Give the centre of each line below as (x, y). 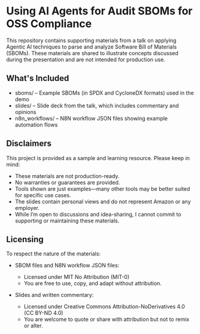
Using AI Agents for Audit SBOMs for (99, 11)
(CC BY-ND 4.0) (43, 313)
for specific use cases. (43, 195)
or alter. (33, 326)
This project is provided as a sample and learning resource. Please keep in (98, 158)
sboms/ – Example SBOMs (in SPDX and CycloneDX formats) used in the (104, 93)
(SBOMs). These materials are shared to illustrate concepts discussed (92, 53)
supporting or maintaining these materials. (67, 221)
